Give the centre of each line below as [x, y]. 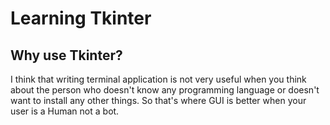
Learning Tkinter [81, 18]
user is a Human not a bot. [65, 111]
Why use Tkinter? [66, 55]
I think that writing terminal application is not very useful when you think [158, 79]
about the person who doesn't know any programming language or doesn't [165, 90]
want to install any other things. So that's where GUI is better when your [158, 100]
